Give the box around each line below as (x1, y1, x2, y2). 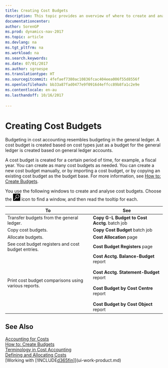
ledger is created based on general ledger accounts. (5, 147, 113, 153)
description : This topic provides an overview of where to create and (5, 13, 155, 19)
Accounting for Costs (5, 336, 49, 342)
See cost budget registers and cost (7, 241, 80, 247)
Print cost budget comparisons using (7, 277, 83, 283)
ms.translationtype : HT (5, 72, 55, 77)
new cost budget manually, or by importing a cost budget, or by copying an (5, 168, 160, 174)
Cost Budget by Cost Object (92, 301, 152, 307)
